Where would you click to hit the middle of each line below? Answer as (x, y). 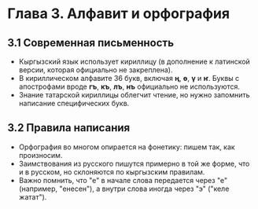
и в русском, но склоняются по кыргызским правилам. (112, 172)
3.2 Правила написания (69, 128)
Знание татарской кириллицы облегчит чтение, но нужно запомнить (134, 95)
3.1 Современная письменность (91, 43)
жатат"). (33, 196)
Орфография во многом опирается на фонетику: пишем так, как (127, 147)
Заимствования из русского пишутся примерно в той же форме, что (134, 163)
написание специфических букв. (74, 103)
